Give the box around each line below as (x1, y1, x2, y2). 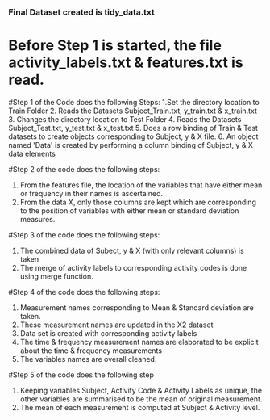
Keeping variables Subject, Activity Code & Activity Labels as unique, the (19, 385, 263, 395)
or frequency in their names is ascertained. (19, 188, 164, 198)
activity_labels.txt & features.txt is (8, 53, 243, 72)
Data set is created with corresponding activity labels (19, 328, 197, 338)
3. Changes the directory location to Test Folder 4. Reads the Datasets (8, 114, 242, 124)
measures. (19, 214, 56, 224)
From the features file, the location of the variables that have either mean (19, 180, 263, 190)
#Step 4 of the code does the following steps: (8, 287, 160, 296)
